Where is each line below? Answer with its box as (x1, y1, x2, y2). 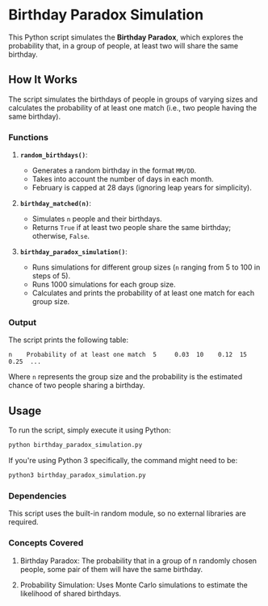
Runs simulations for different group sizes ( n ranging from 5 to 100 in (31, 262, 261, 272)
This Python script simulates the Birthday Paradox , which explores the (8, 32, 244, 42)
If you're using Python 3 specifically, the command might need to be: (8, 456, 238, 466)
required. (8, 517, 39, 527)
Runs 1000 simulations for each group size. (31, 280, 176, 290)
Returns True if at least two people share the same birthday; (31, 223, 232, 232)
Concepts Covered (8, 537, 84, 549)
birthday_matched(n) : (19, 199, 91, 208)
